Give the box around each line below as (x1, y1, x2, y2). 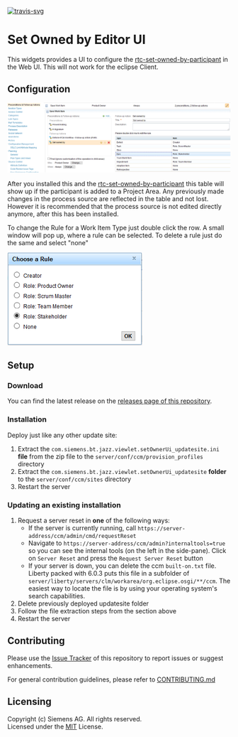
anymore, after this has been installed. (7, 210, 119, 218)
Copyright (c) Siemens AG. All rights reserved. (7, 714, 142, 723)
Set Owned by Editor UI (7, 32, 147, 48)
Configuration (7, 83, 71, 95)
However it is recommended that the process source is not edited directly (7, 202, 222, 210)
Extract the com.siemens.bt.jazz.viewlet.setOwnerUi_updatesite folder (17, 467, 227, 475)
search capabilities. (28, 592, 86, 601)
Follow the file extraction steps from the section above (17, 607, 177, 615)
